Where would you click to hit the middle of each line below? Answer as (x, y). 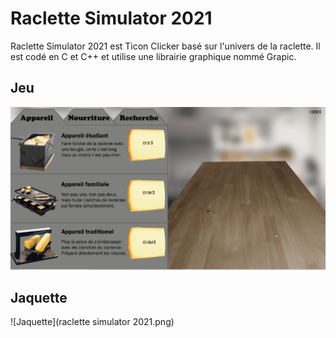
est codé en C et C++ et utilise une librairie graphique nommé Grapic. (153, 56)
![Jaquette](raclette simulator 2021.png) (92, 322)
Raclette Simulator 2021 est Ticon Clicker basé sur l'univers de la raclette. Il (165, 46)
